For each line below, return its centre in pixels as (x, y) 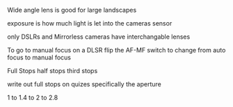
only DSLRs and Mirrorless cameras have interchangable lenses (99, 37)
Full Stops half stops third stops (53, 71)
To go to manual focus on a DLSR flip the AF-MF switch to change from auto (116, 50)
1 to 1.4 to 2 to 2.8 (33, 97)
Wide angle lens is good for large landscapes (72, 10)
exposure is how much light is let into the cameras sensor (90, 23)
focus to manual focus (39, 57)
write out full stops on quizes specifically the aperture (84, 84)
